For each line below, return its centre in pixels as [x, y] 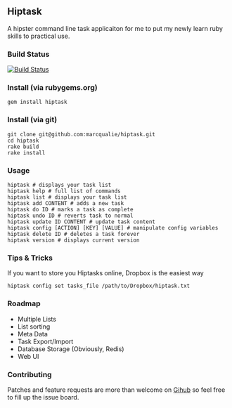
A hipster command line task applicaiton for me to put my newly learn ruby [115, 28]
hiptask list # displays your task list [67, 197]
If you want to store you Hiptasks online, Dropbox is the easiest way [105, 273]
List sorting [34, 327]
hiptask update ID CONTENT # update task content [82, 222]
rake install [26, 153]
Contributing [30, 374]
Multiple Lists [37, 319]
